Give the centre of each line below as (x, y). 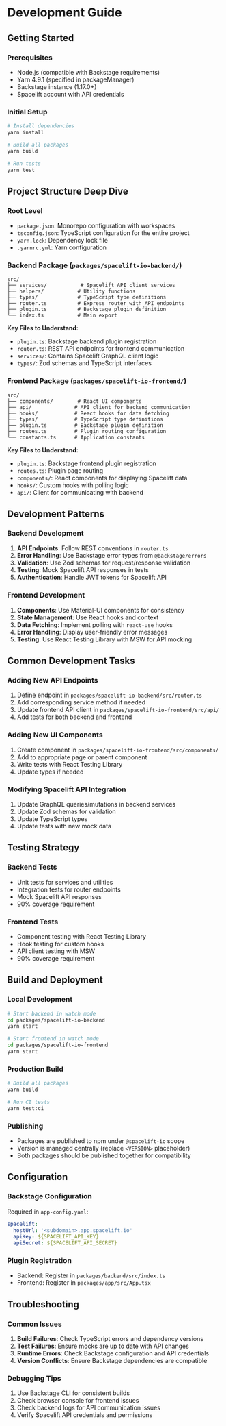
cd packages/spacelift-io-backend (56, 1020)
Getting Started (41, 38)
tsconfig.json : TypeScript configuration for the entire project (103, 233)
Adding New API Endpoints (53, 680)
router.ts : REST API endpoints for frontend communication (101, 349)
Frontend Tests (33, 922)
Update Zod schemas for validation (66, 811)
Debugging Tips (34, 1379)
